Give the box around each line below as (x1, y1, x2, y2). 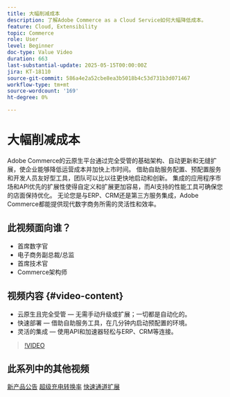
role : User (7, 36, 39, 43)
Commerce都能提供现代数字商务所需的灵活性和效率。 (7, 199, 161, 208)
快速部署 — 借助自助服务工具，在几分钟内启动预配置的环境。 (17, 319, 191, 327)
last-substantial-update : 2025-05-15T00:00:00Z (7, 62, 148, 69)
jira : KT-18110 (7, 68, 51, 75)
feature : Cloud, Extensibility (7, 23, 98, 30)
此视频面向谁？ (7, 222, 71, 234)
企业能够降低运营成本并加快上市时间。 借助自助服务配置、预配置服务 (25, 164, 222, 174)
